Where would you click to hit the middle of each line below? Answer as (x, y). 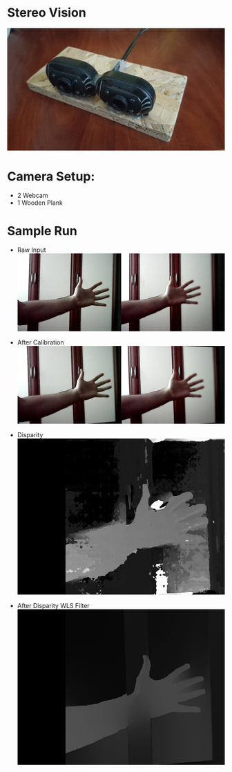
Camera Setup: (51, 176)
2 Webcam (32, 196)
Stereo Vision (47, 13)
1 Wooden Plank (40, 203)
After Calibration (40, 342)
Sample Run (42, 231)
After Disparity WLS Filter (53, 605)
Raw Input (31, 250)
